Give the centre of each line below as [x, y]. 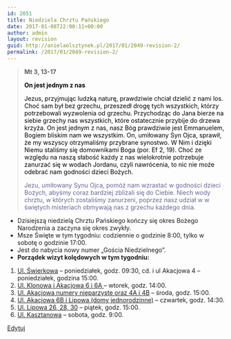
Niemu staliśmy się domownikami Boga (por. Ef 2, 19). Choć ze [113, 150]
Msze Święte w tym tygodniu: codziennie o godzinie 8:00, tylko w [111, 235]
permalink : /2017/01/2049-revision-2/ [63, 52]
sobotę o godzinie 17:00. [52, 242]
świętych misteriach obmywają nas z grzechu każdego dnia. [110, 207]
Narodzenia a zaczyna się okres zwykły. [74, 228]
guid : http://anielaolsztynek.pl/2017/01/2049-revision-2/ [94, 46]
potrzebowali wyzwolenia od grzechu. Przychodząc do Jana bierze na [124, 113]
